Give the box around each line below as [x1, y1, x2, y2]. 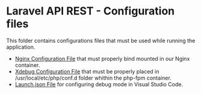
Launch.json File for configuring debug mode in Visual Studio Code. [14, 80, 184, 88]
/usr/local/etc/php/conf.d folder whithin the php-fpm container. [14, 74, 172, 81]
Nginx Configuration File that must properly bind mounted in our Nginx [14, 55, 190, 62]
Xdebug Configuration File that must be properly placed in [14, 67, 159, 75]
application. [6, 43, 36, 51]
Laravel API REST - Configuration [6, 4, 175, 18]
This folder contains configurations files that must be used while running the [6, 37, 196, 44]
